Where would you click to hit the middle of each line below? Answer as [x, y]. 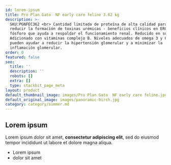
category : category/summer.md [37, 105]
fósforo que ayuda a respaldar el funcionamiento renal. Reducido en [85, 34]
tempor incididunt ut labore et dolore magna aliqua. [59, 142]
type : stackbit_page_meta [37, 85]
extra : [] [20, 81]
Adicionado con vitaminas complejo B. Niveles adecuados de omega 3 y [86, 39]
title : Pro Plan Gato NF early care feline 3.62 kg [62, 15]
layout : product [22, 90]
